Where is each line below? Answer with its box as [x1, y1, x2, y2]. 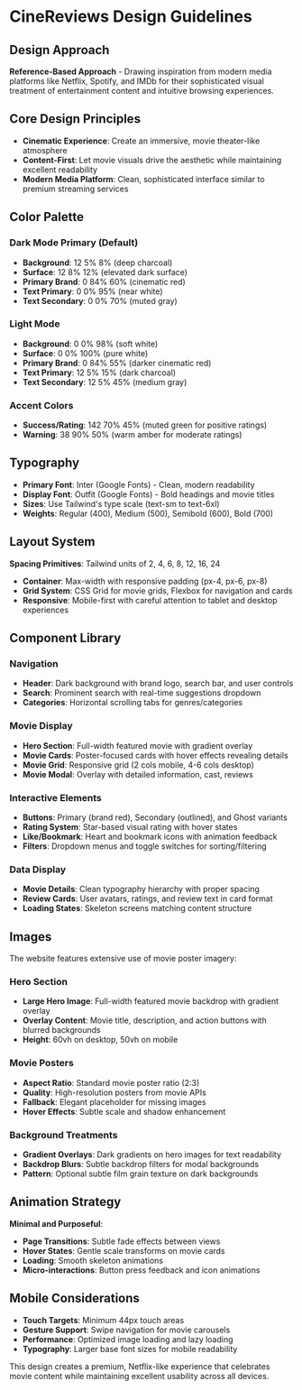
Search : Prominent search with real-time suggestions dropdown [22, 687, 261, 698]
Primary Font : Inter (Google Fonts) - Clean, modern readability [22, 479, 255, 490]
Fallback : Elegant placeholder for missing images [22, 1096, 206, 1107]
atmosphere [22, 144, 68, 155]
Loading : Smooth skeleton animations [22, 1255, 164, 1266]
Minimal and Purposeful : [9, 1218, 104, 1229]
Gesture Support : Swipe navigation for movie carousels [22, 1324, 231, 1335]
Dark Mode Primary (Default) [9, 236, 139, 249]
